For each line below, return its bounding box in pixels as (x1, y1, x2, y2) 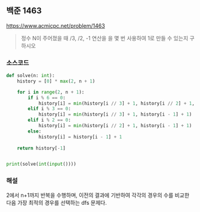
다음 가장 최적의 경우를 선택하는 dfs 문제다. (6, 199, 107, 206)
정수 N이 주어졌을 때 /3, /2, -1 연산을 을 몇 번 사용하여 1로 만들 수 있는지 (20, 34, 189, 42)
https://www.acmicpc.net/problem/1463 (6, 22, 105, 29)
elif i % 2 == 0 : (28, 117, 71, 123)
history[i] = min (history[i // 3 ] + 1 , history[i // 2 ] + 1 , (38, 100, 195, 107)
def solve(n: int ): (6, 73, 55, 79)
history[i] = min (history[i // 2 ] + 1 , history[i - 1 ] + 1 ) (38, 123, 192, 129)
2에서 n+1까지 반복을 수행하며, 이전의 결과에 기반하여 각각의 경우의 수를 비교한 (6, 192, 190, 199)
